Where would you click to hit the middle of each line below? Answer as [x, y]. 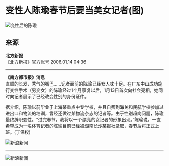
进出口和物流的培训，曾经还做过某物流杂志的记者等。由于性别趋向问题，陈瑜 [84, 113]
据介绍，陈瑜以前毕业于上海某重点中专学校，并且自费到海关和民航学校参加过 [84, 107]
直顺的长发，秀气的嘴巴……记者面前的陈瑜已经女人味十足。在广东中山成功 [82, 84]
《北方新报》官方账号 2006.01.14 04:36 [46, 62]
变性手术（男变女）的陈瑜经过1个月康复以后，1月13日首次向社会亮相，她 [84, 90]
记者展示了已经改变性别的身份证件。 [51, 96]
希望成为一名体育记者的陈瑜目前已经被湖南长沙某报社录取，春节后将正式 [80, 126]
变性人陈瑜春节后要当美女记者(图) [75, 10]
